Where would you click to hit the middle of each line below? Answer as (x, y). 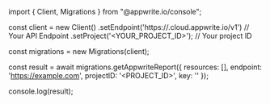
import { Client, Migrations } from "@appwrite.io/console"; (105, 12)
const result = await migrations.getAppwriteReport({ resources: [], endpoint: (135, 67)
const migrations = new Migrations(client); (79, 51)
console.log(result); (41, 91)
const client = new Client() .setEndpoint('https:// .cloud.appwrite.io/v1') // (129, 27)
